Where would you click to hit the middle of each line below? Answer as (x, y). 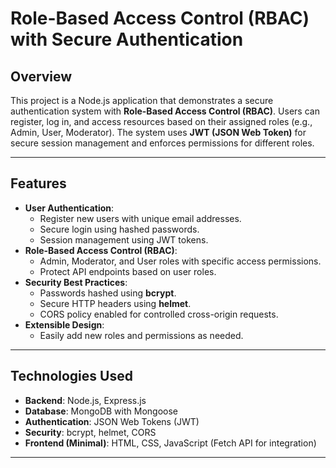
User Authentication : (69, 208)
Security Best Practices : (76, 282)
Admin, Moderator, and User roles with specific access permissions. (180, 261)
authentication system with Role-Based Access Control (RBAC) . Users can (165, 111)
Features (38, 183)
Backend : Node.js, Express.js (85, 400)
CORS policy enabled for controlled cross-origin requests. (159, 314)
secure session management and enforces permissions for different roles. (162, 143)
